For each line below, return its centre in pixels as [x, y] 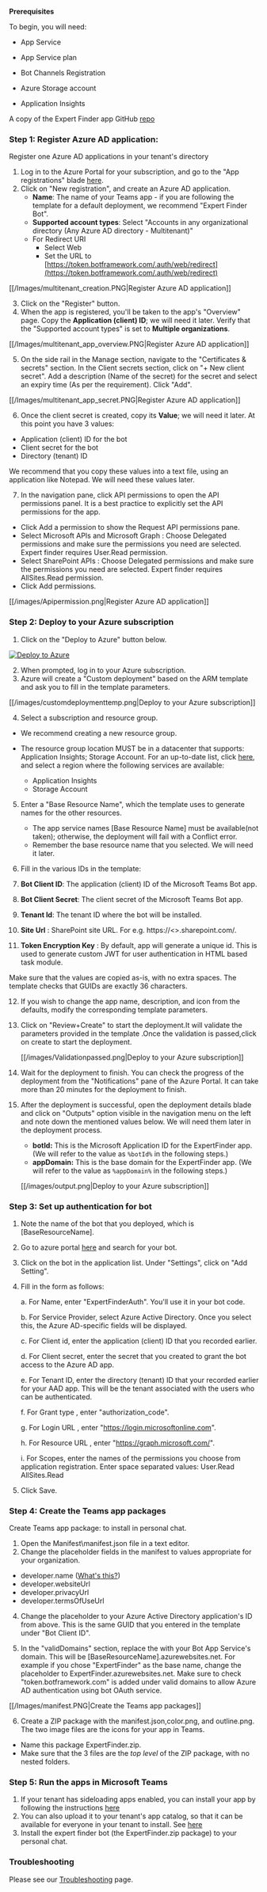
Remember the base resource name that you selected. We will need [143, 845]
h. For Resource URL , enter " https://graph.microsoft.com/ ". [117, 1443]
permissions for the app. [61, 512]
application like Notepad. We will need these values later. [102, 480]
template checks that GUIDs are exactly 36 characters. [99, 986]
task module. [42, 962]
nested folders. [45, 1762]
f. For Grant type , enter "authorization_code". [95, 1412]
